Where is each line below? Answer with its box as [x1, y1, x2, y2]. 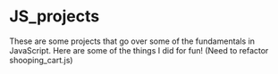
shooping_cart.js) [9, 54, 73, 65]
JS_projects [9, 6, 100, 27]
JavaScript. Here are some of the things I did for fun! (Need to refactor [9, 45, 269, 55]
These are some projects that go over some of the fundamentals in [9, 36, 256, 46]
